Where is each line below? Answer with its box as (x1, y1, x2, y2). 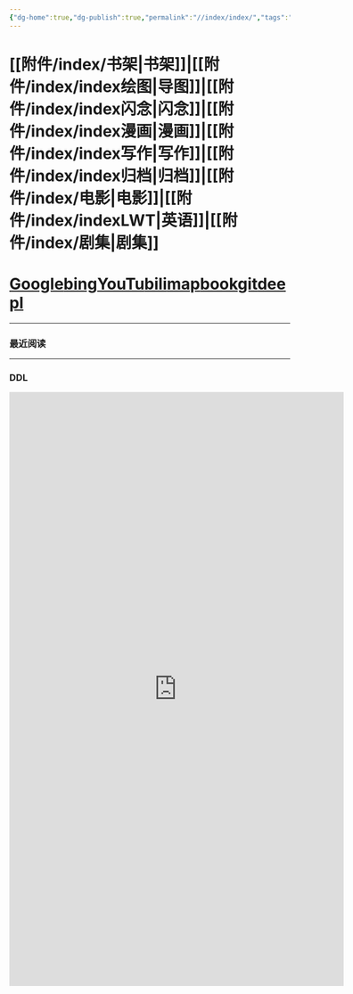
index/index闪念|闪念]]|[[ (30, 99, 218, 119)
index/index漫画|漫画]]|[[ (30, 121, 218, 141)
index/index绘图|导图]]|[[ (30, 77, 218, 96)
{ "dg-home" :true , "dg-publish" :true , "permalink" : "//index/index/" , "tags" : (9, 12, 290, 22)
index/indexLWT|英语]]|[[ (30, 210, 223, 230)
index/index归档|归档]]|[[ (30, 166, 218, 185)
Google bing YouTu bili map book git (9, 274, 259, 294)
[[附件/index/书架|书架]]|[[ (9, 54, 204, 74)
